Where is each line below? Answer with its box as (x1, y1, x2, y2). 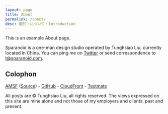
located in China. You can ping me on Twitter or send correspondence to (5, 50, 156, 56)
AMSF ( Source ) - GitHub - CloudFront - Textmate (5, 83, 107, 89)
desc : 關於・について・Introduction (5, 21, 76, 26)
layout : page (5, 7, 33, 12)
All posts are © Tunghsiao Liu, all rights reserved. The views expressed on (5, 93, 159, 99)
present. (5, 103, 23, 109)
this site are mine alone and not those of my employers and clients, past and (5, 98, 163, 104)
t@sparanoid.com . (5, 55, 44, 61)
